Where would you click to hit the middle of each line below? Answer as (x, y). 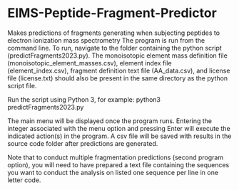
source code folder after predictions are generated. (83, 143)
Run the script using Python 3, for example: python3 (84, 99)
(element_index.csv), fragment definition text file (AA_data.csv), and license (119, 70)
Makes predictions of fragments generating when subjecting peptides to (113, 33)
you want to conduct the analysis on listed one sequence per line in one (113, 172)
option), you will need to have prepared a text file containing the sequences (118, 164)
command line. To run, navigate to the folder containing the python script (115, 48)
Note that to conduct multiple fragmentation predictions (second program (115, 157)
